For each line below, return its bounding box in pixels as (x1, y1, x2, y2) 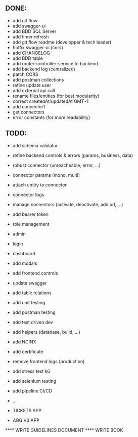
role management (12, 221, 50, 227)
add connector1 (12, 103, 45, 109)
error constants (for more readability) (12, 114, 90, 121)
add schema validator (12, 142, 58, 148)
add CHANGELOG (12, 50, 51, 56)
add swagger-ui (12, 23, 46, 29)
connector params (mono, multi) (12, 172, 80, 178)
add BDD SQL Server (12, 28, 57, 34)
